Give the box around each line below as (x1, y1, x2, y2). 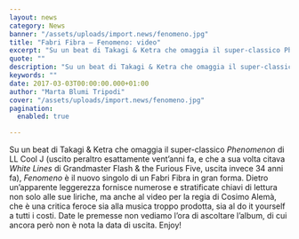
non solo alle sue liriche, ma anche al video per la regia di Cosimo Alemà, (9, 192, 278, 203)
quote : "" (9, 54, 46, 63)
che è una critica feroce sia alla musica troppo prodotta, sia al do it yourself (9, 201, 287, 211)
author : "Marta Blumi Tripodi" (9, 87, 125, 96)
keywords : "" (9, 71, 58, 80)
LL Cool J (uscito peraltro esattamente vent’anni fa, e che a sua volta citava (9, 154, 286, 164)
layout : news (9, 12, 58, 22)
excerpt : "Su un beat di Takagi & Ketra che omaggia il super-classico (9, 46, 280, 55)
